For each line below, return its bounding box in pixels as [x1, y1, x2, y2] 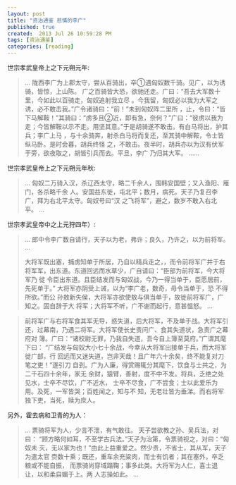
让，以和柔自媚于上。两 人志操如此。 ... [24, 470, 139, 478]
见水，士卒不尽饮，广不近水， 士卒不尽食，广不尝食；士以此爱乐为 [24, 379, 218, 386]
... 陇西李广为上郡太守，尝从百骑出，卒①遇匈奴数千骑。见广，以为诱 [24, 78, 226, 87]
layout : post [7, 10, 46, 18]
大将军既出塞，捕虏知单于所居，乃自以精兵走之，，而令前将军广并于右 [24, 258, 225, 266]
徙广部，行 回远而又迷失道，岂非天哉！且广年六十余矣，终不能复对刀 [24, 352, 224, 360]
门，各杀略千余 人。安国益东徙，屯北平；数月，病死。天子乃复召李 [24, 188, 218, 196]
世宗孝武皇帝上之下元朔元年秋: [7, 164, 97, 172]
